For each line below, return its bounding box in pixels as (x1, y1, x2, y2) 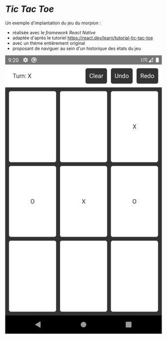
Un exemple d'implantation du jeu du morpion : (5, 20, 101, 26)
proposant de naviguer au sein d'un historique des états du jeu (12, 45, 141, 51)
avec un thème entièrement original (12, 40, 85, 46)
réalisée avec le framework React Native (12, 29, 96, 35)
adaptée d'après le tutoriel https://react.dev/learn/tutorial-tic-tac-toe (12, 35, 153, 41)
